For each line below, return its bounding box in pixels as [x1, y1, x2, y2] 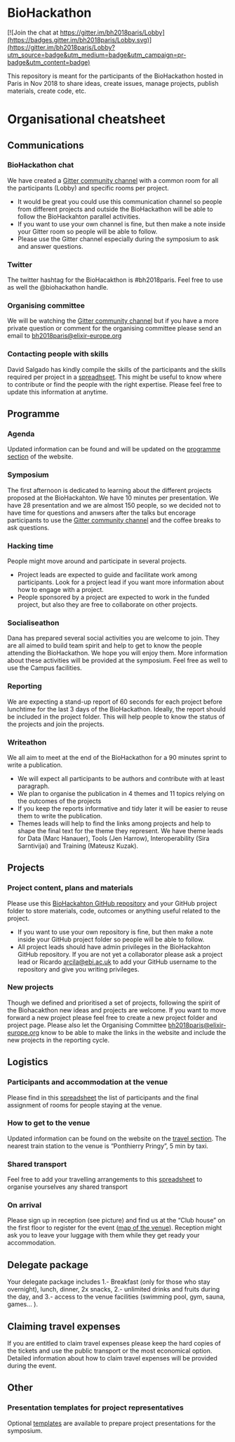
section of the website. [7, 452, 74, 461]
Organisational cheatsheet [7, 111, 166, 127]
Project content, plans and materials [7, 883, 133, 893]
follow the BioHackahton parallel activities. [17, 212, 140, 221]
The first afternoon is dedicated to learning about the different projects [7, 486, 212, 494]
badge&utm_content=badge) [7, 58, 90, 66]
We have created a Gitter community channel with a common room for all [7, 176, 219, 184]
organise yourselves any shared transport [7, 1183, 128, 1191]
